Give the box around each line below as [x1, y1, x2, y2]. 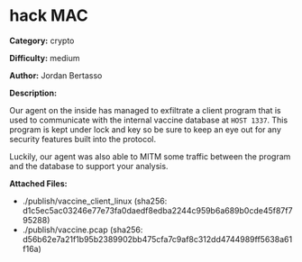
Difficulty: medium [9, 52, 80, 63]
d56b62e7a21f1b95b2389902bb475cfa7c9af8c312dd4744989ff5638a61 [22, 233, 293, 244]
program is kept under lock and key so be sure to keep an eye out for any [9, 123, 282, 135]
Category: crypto [9, 35, 75, 46]
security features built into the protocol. [9, 133, 157, 144]
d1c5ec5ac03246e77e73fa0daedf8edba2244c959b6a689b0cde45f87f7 [22, 204, 293, 216]
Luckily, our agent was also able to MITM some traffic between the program [9, 150, 291, 162]
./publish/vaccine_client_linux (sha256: [22, 195, 168, 206]
